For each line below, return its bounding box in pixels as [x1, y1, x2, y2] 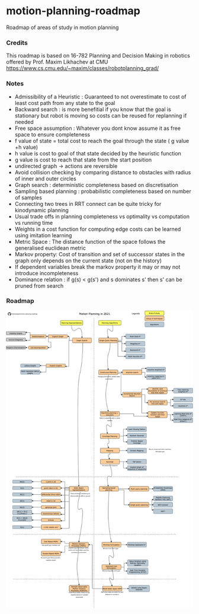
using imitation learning [14, 231, 72, 238]
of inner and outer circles [14, 175, 77, 182]
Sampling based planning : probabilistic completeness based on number [14, 187, 191, 195]
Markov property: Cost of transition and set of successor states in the [14, 250, 185, 257]
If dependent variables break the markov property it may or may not [14, 263, 181, 271]
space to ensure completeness [14, 131, 91, 138]
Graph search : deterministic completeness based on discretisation [14, 181, 179, 188]
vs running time [14, 219, 53, 226]
